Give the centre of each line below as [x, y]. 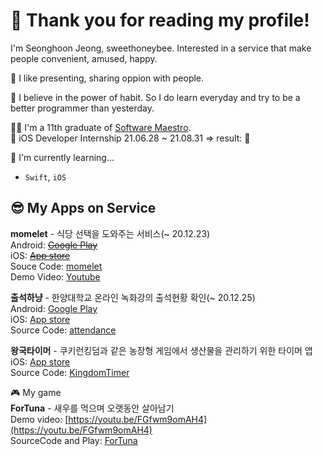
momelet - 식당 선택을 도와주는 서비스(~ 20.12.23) [110, 233]
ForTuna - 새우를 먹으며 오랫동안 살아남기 [92, 408]
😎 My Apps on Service [83, 208]
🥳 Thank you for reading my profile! [160, 20]
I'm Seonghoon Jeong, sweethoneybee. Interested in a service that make [161, 48]
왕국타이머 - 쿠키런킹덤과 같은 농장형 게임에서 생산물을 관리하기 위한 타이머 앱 [161, 350]
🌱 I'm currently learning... [62, 157]
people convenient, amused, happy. [84, 58]
